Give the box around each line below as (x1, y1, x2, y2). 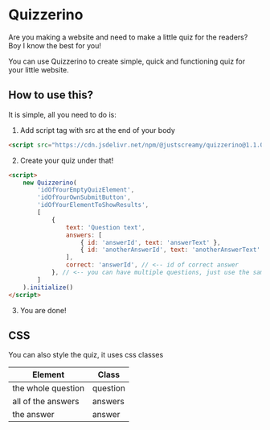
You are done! (19, 305, 67, 315)
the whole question (12, 382, 85, 394)
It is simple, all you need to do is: (8, 110, 117, 119)
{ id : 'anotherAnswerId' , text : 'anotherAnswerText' (80, 246, 261, 254)
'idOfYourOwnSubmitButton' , (37, 193, 131, 202)
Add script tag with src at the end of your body (19, 125, 175, 134)
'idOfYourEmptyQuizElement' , (37, 186, 135, 194)
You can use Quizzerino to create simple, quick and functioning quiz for (8, 56, 246, 66)
